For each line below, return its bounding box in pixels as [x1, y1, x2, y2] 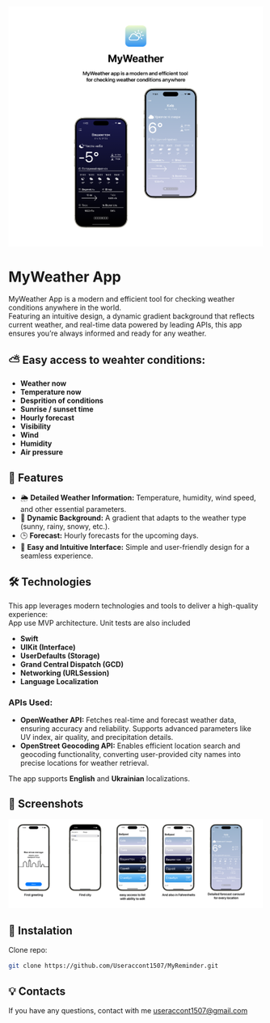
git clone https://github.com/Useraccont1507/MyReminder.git [8, 962, 219, 970]
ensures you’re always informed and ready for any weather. [8, 328, 207, 338]
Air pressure [19, 447, 63, 457]
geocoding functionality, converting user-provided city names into [19, 750, 241, 759]
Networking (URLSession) [19, 668, 110, 678]
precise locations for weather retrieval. [19, 759, 150, 768]
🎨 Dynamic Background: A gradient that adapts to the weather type [19, 513, 247, 522]
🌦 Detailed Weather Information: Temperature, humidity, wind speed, [19, 492, 256, 502]
